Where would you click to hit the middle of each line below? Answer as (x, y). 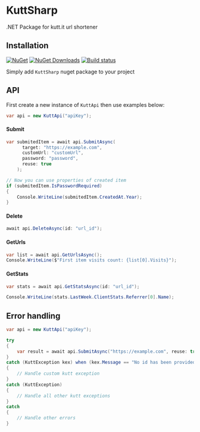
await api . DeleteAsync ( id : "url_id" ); (54, 229)
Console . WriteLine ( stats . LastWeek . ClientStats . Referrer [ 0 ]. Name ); (90, 297)
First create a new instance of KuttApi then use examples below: (85, 104)
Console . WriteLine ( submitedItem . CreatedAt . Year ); (80, 197)
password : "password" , (50, 159)
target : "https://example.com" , (62, 147)
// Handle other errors (46, 418)
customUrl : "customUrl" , (53, 153)
